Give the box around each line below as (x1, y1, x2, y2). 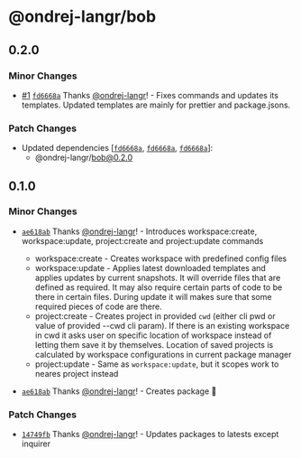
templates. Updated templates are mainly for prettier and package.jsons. (21, 99, 291, 110)
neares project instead (34, 368, 119, 379)
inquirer (21, 438, 51, 449)
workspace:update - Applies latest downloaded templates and (34, 262, 267, 273)
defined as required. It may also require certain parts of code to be (34, 282, 283, 293)
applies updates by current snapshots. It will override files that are (34, 272, 281, 283)
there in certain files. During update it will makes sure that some (34, 291, 272, 302)
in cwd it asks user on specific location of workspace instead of (34, 330, 272, 341)
